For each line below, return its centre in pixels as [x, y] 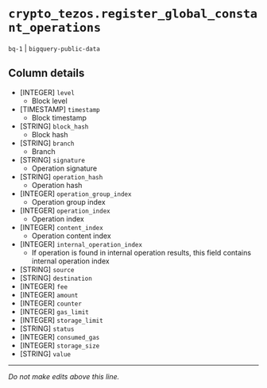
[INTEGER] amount [49, 294]
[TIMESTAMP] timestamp [60, 109]
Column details [46, 73]
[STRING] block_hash [54, 126]
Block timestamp [59, 117]
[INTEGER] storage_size [60, 345]
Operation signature [64, 168]
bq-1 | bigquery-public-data [54, 48]
